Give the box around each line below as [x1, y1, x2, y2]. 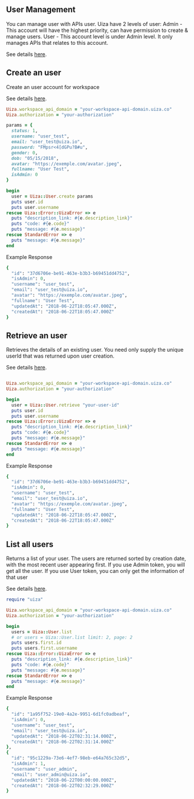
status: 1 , [11, 128, 38, 134]
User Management [6, 5, 76, 15]
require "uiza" [6, 597, 44, 602]
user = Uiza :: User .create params [11, 193, 93, 199]
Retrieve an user [6, 330, 68, 340]
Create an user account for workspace [6, 83, 100, 90]
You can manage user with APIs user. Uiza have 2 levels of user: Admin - [6, 20, 183, 27]
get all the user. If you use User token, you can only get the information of [6, 568, 185, 575]
